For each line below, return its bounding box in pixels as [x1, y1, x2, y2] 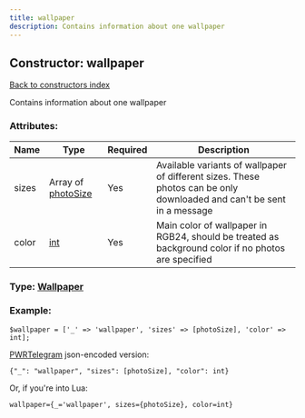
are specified [155, 253, 212, 265]
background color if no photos [155, 242, 286, 254]
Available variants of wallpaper [155, 158, 288, 171]
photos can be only [155, 181, 239, 194]
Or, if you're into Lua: [9, 383, 88, 393]
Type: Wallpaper [9, 280, 84, 293]
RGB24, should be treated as [155, 230, 280, 243]
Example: [9, 304, 52, 317]
